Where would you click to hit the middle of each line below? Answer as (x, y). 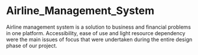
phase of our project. (32, 46)
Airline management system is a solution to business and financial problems (98, 27)
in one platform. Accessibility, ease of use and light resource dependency (96, 33)
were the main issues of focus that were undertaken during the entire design (99, 39)
